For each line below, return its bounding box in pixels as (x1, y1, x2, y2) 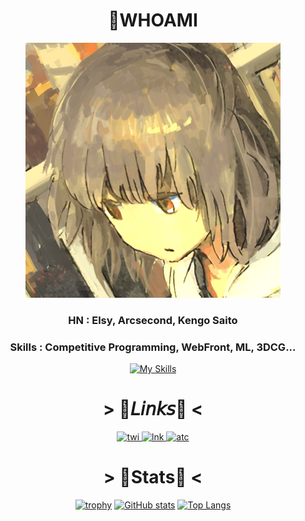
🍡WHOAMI (108, 9, 198, 32)
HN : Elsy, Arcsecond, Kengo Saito (68, 313, 238, 327)
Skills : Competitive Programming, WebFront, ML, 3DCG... (9, 340, 297, 354)
